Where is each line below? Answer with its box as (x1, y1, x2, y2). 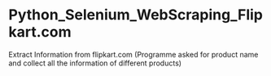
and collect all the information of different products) (8, 58, 181, 68)
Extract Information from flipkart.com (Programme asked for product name (8, 49, 259, 59)
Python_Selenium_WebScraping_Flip (8, 6, 263, 24)
